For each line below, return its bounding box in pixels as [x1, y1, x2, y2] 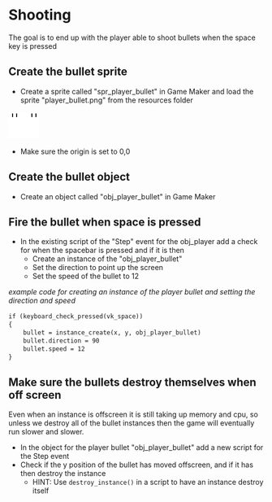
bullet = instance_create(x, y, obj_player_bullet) [23, 329, 201, 337]
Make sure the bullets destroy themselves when [8, 375, 257, 389]
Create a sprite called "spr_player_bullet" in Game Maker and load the [19, 86, 254, 96]
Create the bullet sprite [8, 65, 127, 79]
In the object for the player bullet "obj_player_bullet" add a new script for [19, 443, 264, 452]
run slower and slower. [8, 427, 84, 437]
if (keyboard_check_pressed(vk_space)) [8, 312, 144, 321]
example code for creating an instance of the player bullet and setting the [8, 287, 256, 297]
